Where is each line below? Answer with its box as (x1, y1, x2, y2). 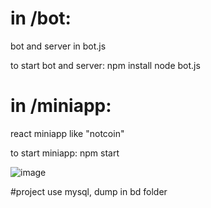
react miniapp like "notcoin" (10, 127, 125, 139)
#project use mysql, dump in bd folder (10, 185, 168, 197)
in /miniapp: (10, 95, 112, 117)
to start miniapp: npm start (10, 147, 120, 159)
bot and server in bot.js (10, 40, 107, 52)
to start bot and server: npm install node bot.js (10, 59, 201, 71)
